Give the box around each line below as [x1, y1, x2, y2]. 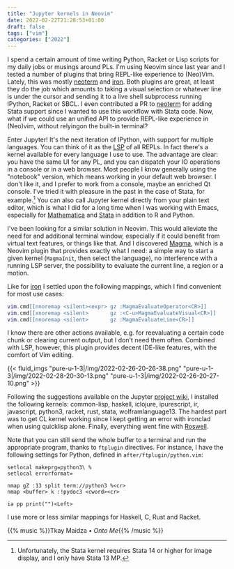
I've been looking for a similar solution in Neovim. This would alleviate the [7, 224, 218, 232]
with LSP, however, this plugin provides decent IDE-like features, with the [7, 343, 217, 352]
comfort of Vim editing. [7, 351, 74, 359]
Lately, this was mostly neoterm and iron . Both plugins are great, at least [7, 77, 214, 86]
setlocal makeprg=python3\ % [7, 464, 92, 471]
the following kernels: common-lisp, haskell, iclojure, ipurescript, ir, [7, 400, 200, 409]
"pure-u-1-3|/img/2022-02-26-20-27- [110, 372, 219, 380]
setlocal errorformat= [7, 470, 73, 478]
